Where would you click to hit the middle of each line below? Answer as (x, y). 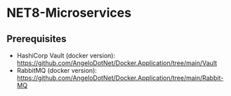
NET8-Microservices (69, 13)
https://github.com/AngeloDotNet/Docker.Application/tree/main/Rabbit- (120, 78)
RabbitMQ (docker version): (57, 70)
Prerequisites (37, 39)
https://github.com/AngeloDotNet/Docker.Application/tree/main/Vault (117, 63)
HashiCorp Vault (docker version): (66, 55)
